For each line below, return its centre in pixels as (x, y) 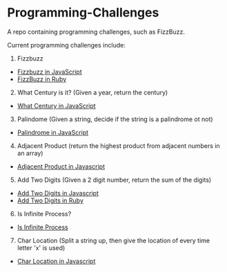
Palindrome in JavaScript (52, 132)
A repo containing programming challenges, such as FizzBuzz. (96, 32)
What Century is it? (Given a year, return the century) (92, 92)
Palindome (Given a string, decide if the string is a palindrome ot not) (115, 119)
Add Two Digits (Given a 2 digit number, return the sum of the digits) (114, 180)
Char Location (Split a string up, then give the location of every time (113, 240)
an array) (30, 153)
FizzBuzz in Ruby (42, 79)
